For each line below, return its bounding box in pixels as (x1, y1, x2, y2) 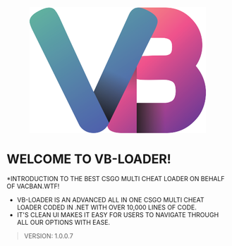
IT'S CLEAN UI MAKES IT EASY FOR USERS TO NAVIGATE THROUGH (16, 210, 219, 219)
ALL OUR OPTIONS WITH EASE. (16, 218, 111, 226)
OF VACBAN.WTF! (6, 182, 60, 190)
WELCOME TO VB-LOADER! (6, 152, 172, 167)
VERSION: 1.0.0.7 (23, 231, 73, 240)
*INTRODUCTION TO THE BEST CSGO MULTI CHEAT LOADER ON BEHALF (6, 174, 225, 183)
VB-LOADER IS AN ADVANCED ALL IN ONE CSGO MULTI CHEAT (16, 195, 205, 204)
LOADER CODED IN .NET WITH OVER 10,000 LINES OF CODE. (16, 203, 197, 211)
